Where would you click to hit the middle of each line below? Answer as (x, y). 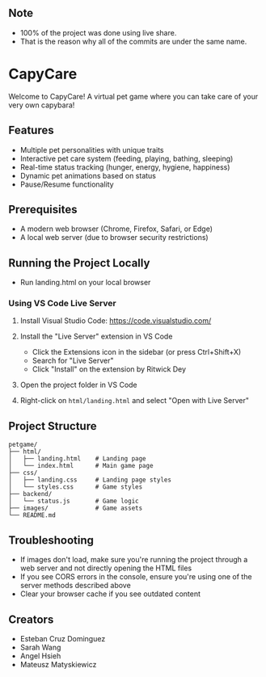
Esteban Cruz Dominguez (63, 638)
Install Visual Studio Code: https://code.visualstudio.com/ (116, 321)
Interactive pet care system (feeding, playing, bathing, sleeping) (127, 158)
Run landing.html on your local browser (85, 283)
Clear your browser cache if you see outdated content (110, 594)
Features (31, 130)
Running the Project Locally (79, 263)
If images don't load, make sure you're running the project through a (134, 560)
